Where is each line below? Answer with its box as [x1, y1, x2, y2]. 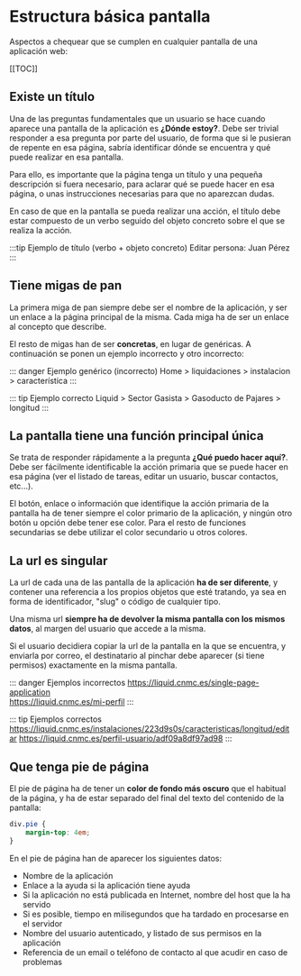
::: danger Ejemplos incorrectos [9, 678, 126, 689]
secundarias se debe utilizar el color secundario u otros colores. [9, 527, 248, 538]
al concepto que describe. [9, 321, 106, 332]
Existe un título [9, 89, 96, 105]
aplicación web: [9, 45, 68, 56]
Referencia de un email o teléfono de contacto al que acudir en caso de [22, 946, 288, 957]
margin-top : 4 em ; [25, 827, 91, 837]
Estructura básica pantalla [9, 6, 211, 27]
